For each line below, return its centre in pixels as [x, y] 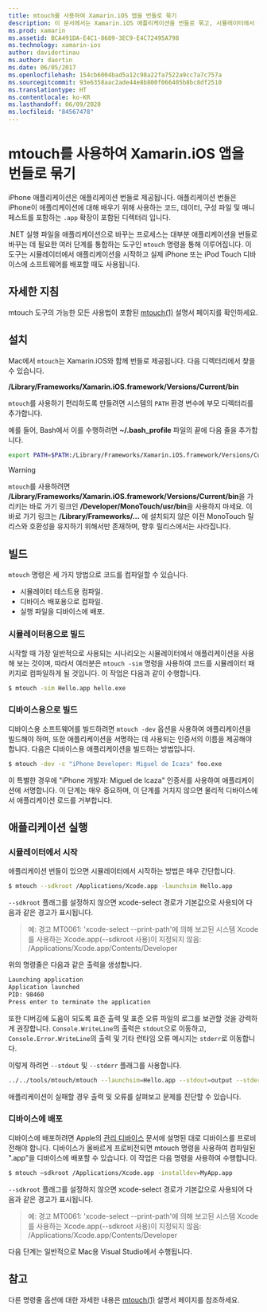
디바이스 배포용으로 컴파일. [61, 602]
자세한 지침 [34, 292]
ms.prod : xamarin [37, 30]
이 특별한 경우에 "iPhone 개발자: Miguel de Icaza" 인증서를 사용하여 [114, 780]
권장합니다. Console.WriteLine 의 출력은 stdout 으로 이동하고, [111, 1028]
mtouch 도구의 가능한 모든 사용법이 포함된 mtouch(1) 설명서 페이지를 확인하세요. [133, 312]
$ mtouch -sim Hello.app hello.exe [67, 688]
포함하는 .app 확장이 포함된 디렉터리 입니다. [103, 217]
